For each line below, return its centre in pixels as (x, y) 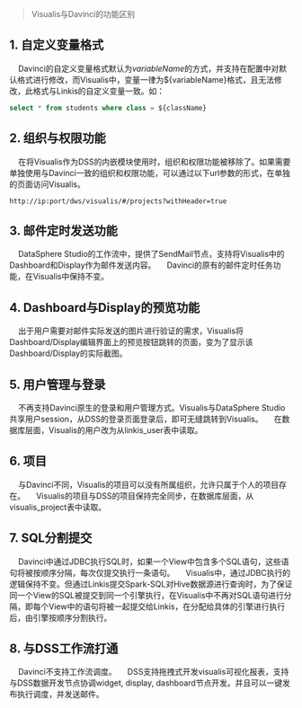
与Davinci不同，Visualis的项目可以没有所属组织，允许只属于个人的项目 (148, 484)
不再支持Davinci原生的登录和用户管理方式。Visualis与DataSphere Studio (151, 407)
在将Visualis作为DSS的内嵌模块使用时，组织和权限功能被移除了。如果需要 (154, 162)
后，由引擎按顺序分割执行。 (61, 617)
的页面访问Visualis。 (47, 184)
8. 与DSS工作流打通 (64, 648)
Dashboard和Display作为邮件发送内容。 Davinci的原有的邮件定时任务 (141, 265)
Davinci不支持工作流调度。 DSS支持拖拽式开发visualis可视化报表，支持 (153, 672)
